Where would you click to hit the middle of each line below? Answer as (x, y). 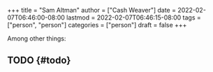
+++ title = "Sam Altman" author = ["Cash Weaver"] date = (92, 10)
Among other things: (37, 38)
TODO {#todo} (39, 60)
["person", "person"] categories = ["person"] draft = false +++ (97, 25)
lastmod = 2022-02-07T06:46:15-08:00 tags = (133, 17)
